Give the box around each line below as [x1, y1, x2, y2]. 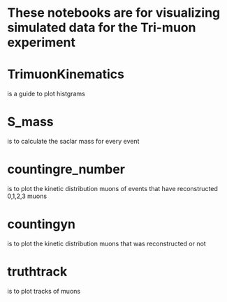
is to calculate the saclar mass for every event [7, 137, 140, 146]
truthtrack [7, 264, 68, 280]
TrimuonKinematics [7, 66, 124, 82]
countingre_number [7, 162, 126, 177]
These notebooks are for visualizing [7, 5, 221, 21]
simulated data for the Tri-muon [7, 20, 196, 36]
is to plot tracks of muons [7, 287, 81, 295]
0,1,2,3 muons [7, 192, 47, 200]
